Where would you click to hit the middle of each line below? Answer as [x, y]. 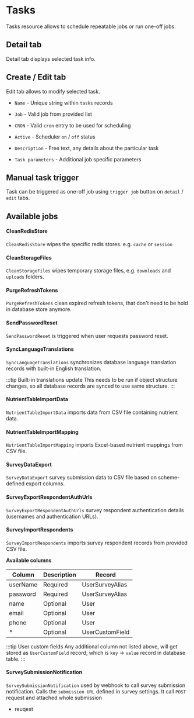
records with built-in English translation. [54, 368]
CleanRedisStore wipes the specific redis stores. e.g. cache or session [89, 244]
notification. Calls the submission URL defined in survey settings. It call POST [96, 691]
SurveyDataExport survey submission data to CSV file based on [82, 478]
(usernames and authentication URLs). [52, 516]
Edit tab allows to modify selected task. [53, 91]
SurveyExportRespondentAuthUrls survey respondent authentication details [95, 510]
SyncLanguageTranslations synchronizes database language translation [91, 362]
